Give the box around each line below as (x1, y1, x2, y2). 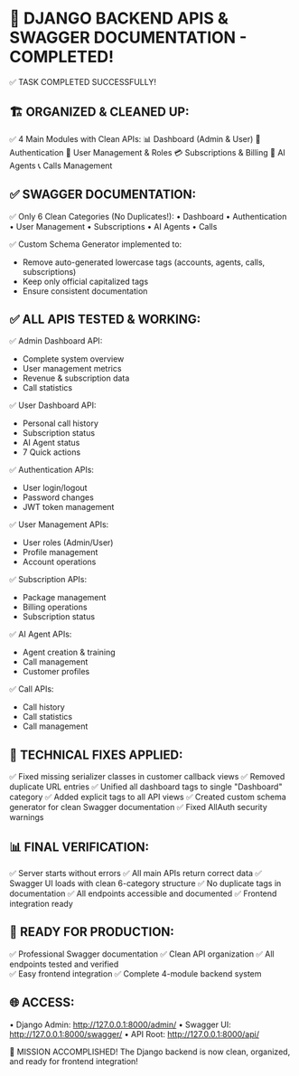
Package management (22, 592, 107, 603)
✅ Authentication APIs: (9, 465, 95, 476)
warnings (9, 812, 44, 823)
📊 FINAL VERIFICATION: (9, 839, 150, 854)
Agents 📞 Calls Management (9, 160, 113, 171)
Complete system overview (22, 354, 125, 364)
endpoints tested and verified (9, 958, 119, 969)
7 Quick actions (22, 447, 81, 458)
